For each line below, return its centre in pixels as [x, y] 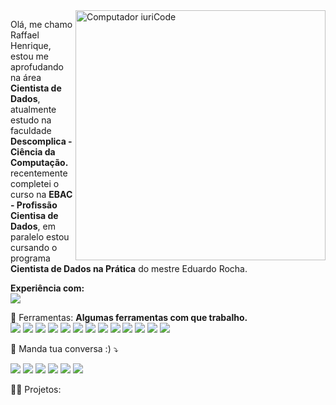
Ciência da [33, 152]
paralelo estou [40, 237]
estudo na [31, 120]
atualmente [33, 109]
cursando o [34, 247]
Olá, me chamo [41, 24]
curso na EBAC [41, 194]
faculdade [31, 130]
